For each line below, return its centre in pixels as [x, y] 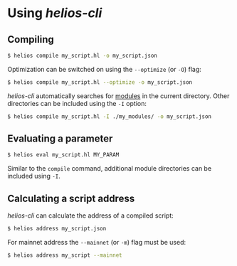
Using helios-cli [55, 13]
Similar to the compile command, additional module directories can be [110, 169]
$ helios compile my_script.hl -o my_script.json [83, 55]
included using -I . [34, 176]
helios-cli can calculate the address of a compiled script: [91, 216]
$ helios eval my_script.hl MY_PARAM [63, 155]
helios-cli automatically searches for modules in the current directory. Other [118, 96]
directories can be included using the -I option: [77, 103]
